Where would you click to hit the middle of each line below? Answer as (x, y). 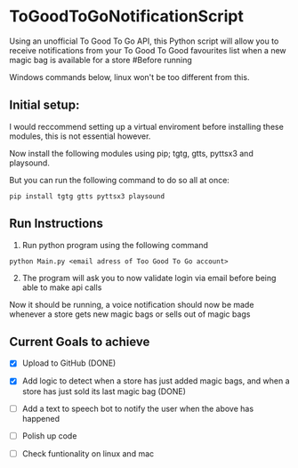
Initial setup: (44, 105)
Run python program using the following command (115, 245)
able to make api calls (62, 287)
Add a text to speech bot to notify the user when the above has (138, 408)
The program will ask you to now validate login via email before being (149, 278)
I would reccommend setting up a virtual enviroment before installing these (147, 126)
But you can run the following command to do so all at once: (119, 180)
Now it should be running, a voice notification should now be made (132, 304)
